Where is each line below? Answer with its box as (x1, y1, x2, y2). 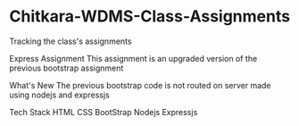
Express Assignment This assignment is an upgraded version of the (9, 53, 258, 63)
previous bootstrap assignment (9, 63, 124, 73)
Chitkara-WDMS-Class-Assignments (9, 6, 291, 27)
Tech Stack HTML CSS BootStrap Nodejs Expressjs (9, 106, 198, 117)
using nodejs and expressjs (9, 89, 110, 100)
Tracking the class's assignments (9, 36, 132, 46)
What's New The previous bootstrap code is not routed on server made (9, 80, 271, 90)
